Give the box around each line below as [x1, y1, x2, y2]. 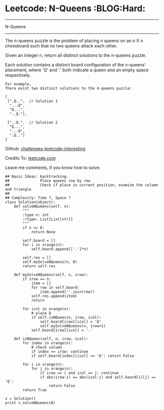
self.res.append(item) [31, 293, 78, 298]
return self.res [22, 264, 56, 268]
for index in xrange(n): [22, 340, 73, 346]
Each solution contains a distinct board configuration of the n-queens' [5, 61, 146, 67]
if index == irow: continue [31, 349, 89, 354]
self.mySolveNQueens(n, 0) [22, 259, 78, 264]
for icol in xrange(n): [22, 306, 71, 311]
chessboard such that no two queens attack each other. [5, 42, 118, 49]
